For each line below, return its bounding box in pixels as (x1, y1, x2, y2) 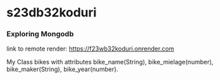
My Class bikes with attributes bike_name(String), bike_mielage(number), (6, 58, 214, 66)
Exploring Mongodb (6, 29, 74, 39)
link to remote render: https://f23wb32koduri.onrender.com (6, 44, 175, 53)
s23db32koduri (6, 5, 97, 21)
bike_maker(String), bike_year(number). (6, 65, 118, 73)
